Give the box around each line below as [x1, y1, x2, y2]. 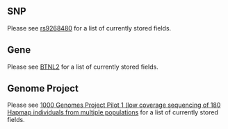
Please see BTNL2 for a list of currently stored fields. [7, 62, 158, 71]
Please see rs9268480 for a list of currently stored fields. [7, 24, 172, 32]
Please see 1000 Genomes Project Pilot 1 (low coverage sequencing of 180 [7, 101, 221, 110]
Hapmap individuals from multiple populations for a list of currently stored [7, 108, 219, 117]
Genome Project [7, 83, 79, 94]
